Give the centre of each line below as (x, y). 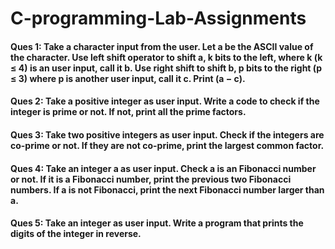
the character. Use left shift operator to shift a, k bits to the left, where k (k (166, 57)
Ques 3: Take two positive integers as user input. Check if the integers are (167, 134)
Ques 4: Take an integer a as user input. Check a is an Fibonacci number (163, 168)
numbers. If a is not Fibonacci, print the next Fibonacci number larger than (167, 189)
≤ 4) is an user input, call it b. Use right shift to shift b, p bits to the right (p (166, 68)
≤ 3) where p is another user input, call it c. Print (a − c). (128, 78)
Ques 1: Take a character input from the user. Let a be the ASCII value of (162, 46)
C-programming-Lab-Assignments (158, 18)
